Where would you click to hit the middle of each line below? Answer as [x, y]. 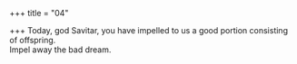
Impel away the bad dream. [60, 50]
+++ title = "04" [39, 13]
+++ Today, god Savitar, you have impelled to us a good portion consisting [149, 30]
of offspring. [33, 40]
